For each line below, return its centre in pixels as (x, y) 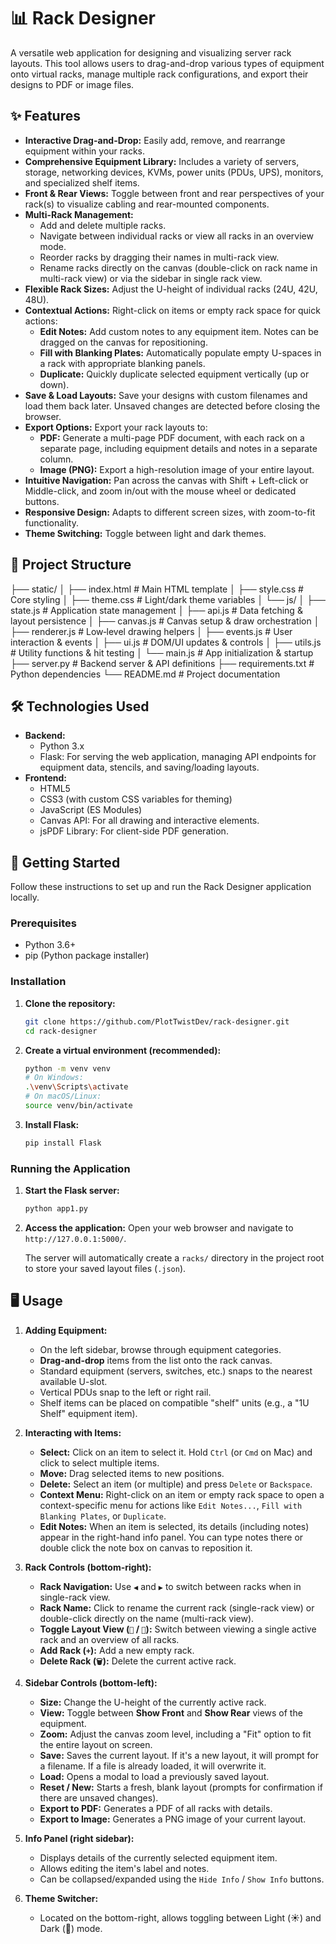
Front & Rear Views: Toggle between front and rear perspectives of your (174, 193)
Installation (38, 982)
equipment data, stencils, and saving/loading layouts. (149, 767)
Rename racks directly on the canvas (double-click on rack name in (178, 267)
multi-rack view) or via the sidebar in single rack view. (151, 278)
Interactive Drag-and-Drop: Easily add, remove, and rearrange (155, 140)
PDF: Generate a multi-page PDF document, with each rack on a (172, 437)
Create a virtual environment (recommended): (123, 1050)
